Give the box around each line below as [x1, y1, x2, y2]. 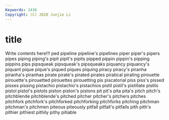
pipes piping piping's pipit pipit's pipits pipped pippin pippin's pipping [5, 56, 150, 62]
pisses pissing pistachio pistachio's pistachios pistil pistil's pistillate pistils [5, 83, 159, 89]
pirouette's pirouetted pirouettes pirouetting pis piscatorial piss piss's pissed [5, 77, 164, 83]
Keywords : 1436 [5, 7, 37, 13]
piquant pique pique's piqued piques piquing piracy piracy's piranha [5, 67, 147, 73]
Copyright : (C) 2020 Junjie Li [5, 12, 71, 17]
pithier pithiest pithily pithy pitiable [5, 109, 77, 115]
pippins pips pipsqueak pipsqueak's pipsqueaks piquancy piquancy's [5, 61, 150, 67]
